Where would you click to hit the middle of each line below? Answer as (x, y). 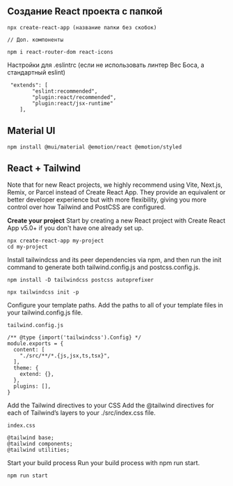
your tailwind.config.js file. (45, 312)
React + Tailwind (44, 168)
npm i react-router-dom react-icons (60, 52)
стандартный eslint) (37, 72)
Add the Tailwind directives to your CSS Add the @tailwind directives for (111, 405)
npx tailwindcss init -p (43, 292)
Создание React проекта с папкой (85, 12)
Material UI (31, 131)
